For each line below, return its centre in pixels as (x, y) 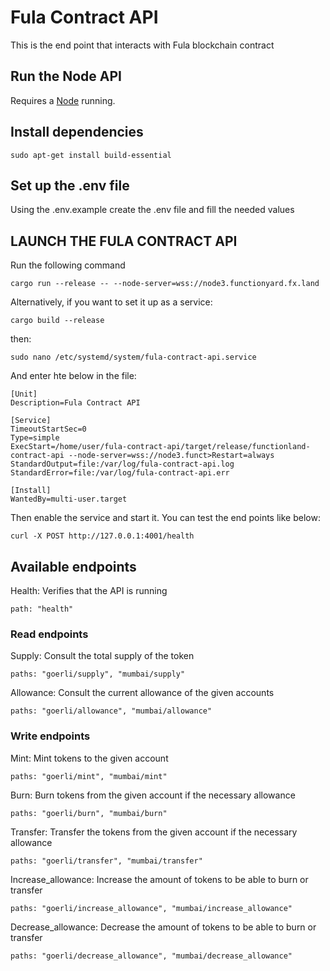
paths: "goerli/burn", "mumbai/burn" (89, 813)
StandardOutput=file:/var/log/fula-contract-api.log (122, 464)
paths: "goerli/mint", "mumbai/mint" (89, 776)
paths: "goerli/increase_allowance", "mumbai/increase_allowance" (151, 908)
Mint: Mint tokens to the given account (89, 758)
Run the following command (68, 265)
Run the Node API (66, 76)
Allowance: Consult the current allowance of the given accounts (142, 693)
